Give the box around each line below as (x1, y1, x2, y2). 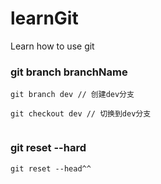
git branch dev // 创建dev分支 (10, 90, 135, 100)
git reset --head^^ (10, 163, 92, 174)
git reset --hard (10, 141, 87, 155)
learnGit (10, 7, 79, 30)
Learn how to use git (10, 40, 95, 52)
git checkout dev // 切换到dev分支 (10, 109, 152, 119)
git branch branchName (10, 65, 128, 79)
